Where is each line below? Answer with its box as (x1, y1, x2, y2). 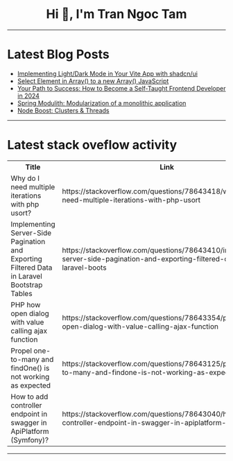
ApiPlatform (10, 426, 49, 436)
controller (10, 400, 42, 410)
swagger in (10, 417, 47, 427)
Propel (10, 346, 33, 356)
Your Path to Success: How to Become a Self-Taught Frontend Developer (17, 84, 226, 92)
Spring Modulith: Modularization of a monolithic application (17, 98, 187, 107)
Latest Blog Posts (7, 46, 110, 62)
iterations (10, 191, 42, 200)
